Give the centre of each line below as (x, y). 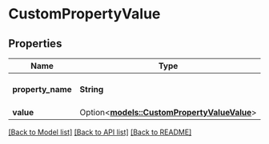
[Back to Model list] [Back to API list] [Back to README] (100, 132)
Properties (35, 44)
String (92, 89)
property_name (42, 89)
